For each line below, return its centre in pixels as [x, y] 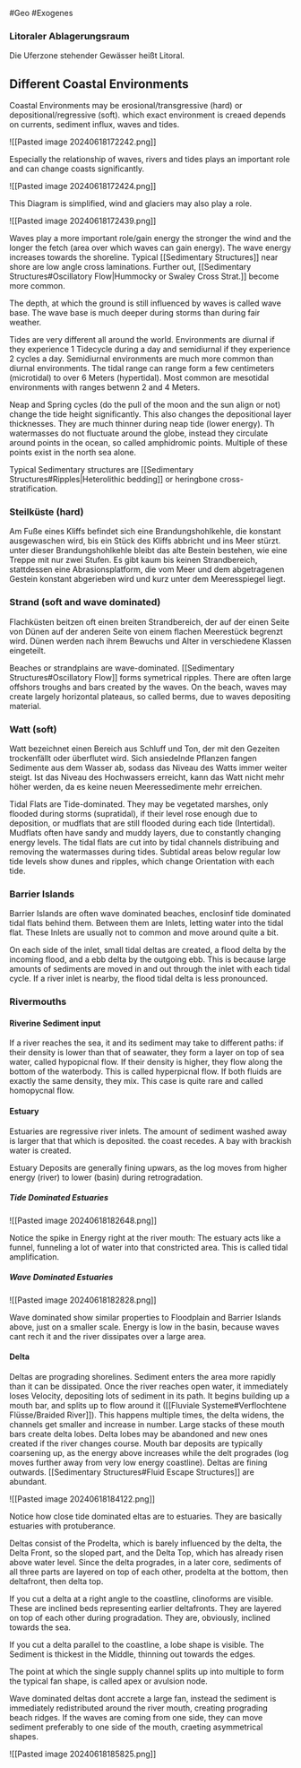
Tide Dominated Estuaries [59, 1198]
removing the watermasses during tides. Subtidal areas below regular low [145, 852]
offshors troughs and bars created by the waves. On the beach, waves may [148, 687]
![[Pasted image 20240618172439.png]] [83, 221]
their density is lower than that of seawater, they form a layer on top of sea [147, 1053]
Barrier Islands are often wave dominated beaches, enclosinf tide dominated [150, 914]
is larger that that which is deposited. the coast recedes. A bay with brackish [150, 1140]
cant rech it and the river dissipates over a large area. [108, 1336]
